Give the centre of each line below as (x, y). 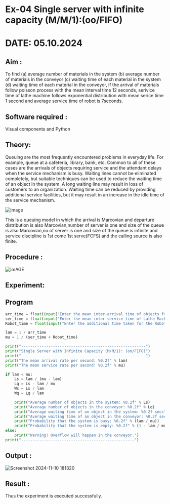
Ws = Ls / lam (29, 389)
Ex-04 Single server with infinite (75, 9)
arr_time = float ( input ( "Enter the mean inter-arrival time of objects (82, 314)
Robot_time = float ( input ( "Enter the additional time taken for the (79, 323)
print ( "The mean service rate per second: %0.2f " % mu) (65, 365)
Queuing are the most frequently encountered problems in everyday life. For (84, 157)
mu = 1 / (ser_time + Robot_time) (42, 338)
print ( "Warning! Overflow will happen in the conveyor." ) (77, 435)
